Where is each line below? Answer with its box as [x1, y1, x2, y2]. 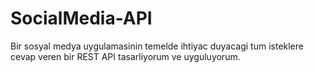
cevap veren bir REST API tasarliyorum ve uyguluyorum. [10, 50, 241, 62]
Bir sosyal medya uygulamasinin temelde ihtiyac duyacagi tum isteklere [10, 40, 304, 52]
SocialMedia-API [10, 7, 153, 30]
